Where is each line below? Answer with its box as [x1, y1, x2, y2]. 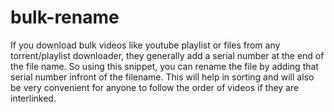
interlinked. [10, 92, 57, 104]
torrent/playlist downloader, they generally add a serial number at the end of [10, 49, 325, 61]
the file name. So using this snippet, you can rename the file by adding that [10, 60, 319, 72]
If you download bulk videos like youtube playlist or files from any [10, 39, 281, 51]
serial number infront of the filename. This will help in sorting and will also [10, 71, 315, 83]
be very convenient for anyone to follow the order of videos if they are [10, 81, 300, 93]
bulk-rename [10, 6, 120, 29]
